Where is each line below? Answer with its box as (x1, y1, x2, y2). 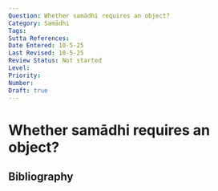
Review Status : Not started (8, 57, 103, 65)
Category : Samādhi (8, 19, 70, 27)
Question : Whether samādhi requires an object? (8, 11, 171, 20)
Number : (8, 79, 34, 87)
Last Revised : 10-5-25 (8, 49, 84, 57)
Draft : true (8, 86, 48, 95)
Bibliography (8, 169, 74, 183)
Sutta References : (8, 34, 70, 43)
